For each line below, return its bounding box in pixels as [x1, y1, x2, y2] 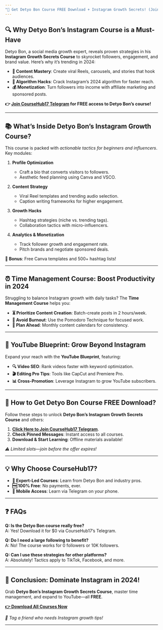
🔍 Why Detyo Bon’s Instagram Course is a [5, 26, 135, 34]
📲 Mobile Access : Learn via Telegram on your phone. [12, 488, 119, 494]
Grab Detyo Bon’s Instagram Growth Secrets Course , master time [5, 589, 138, 594]
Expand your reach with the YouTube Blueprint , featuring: [5, 353, 121, 359]
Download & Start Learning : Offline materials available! [12, 436, 123, 442]
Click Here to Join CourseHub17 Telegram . [12, 426, 99, 432]
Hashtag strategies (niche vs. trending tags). [19, 217, 109, 223]
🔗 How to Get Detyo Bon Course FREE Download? [5, 399, 156, 407]
